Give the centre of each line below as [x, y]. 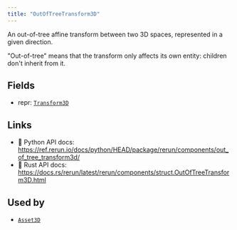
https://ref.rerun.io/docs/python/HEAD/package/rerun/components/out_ [123, 150]
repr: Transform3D [43, 103]
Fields [21, 86]
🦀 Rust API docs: [42, 165]
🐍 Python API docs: [46, 142]
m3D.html [32, 180]
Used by [26, 203]
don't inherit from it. [37, 63]
